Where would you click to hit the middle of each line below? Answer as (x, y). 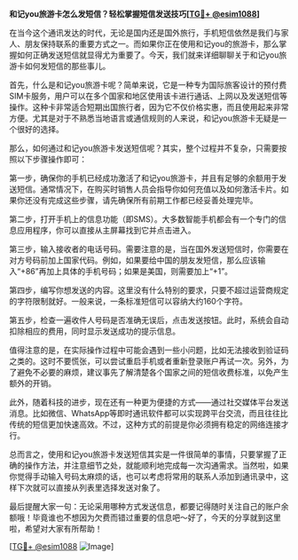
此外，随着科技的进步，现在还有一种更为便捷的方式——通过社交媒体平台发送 (149, 402)
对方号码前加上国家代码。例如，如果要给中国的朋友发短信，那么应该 (133, 260)
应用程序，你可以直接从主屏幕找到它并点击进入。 (106, 230)
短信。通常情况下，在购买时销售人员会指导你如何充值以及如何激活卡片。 (149, 189)
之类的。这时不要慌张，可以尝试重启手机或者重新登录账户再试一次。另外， (145, 361)
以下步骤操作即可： (51, 159)
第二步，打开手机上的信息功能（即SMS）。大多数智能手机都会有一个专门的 (144, 219)
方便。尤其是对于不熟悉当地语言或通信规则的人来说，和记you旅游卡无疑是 (144, 118)
